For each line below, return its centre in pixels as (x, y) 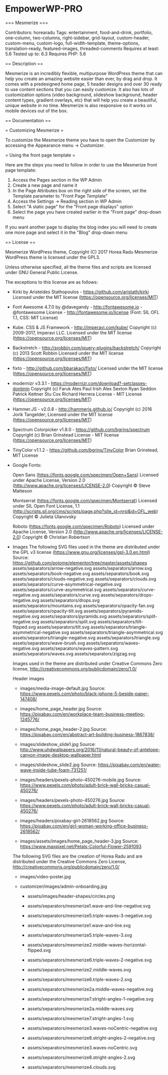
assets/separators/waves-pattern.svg (79, 648)
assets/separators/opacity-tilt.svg (47, 611)
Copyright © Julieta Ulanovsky (44, 517)
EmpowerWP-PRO (44, 9)
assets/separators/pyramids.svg (73, 616)
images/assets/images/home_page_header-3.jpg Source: (79, 841)
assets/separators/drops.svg (70, 600)
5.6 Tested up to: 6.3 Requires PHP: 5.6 (46, 54)
